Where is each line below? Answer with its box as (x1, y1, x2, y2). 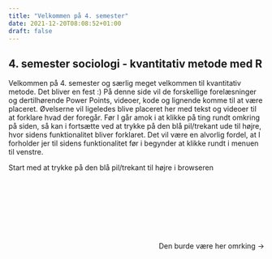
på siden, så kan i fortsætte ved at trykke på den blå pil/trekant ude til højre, (8, 121, 262, 131)
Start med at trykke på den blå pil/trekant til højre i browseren (8, 163, 214, 172)
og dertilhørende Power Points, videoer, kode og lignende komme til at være (8, 96, 263, 105)
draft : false (8, 27, 53, 35)
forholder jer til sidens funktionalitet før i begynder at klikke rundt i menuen (8, 138, 259, 148)
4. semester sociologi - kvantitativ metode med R (8, 57, 262, 70)
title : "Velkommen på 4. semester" (8, 11, 129, 20)
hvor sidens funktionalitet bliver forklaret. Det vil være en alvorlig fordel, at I (8, 130, 261, 140)
